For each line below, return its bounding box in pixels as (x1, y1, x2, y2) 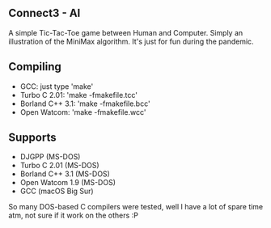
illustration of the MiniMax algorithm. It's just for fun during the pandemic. (8, 36, 254, 46)
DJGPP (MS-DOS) (19, 152, 81, 162)
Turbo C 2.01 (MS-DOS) (19, 161, 100, 171)
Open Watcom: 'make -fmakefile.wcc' (19, 107, 146, 116)
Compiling (8, 60, 62, 74)
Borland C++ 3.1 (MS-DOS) (19, 169, 111, 179)
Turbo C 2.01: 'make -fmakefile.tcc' (19, 90, 138, 99)
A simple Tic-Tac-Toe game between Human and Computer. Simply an (8, 27, 243, 37)
